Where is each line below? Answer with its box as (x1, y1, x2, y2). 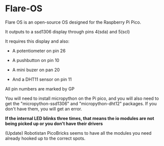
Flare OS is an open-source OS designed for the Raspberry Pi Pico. (5, 19, 141, 25)
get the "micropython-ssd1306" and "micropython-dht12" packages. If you (5, 100, 157, 106)
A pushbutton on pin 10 (12, 57, 60, 63)
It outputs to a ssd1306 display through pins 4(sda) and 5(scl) (5, 29, 130, 34)
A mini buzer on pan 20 (12, 67, 60, 73)
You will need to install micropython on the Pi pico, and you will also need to (5, 95, 159, 101)
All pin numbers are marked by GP (5, 86, 75, 91)
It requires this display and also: (5, 38, 70, 44)
